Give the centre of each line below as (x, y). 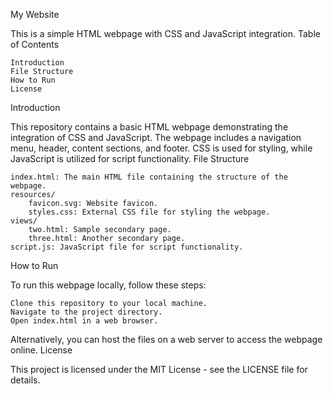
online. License (41, 350)
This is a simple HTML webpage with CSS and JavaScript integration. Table (165, 33)
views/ (24, 221)
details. (25, 380)
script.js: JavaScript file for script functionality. (127, 247)
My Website (35, 14)
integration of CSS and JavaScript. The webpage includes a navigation (156, 137)
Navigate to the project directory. (86, 312)
